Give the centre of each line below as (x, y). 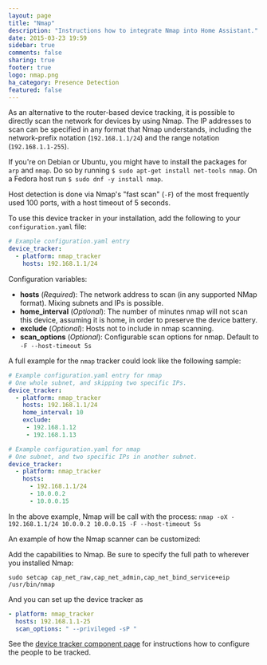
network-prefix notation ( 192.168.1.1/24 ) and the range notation (114, 138)
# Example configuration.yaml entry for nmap (85, 375)
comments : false (35, 53)
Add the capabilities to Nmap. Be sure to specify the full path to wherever (129, 554)
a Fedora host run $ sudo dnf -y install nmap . (86, 179)
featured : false (35, 90)
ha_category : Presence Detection (64, 82)
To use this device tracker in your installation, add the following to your (124, 218)
